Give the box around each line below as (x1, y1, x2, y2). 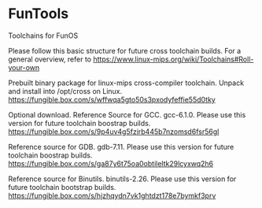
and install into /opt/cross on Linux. (8, 86, 123, 95)
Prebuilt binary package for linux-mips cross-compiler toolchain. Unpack (8, 78, 245, 87)
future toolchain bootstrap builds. (8, 182, 116, 191)
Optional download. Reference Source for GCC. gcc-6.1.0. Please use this (8, 110, 246, 119)
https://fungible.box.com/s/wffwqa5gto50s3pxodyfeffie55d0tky (8, 95, 216, 104)
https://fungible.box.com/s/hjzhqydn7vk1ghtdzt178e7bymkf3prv (8, 191, 216, 200)
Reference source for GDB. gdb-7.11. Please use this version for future (8, 142, 234, 151)
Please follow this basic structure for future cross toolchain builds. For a (8, 46, 242, 55)
